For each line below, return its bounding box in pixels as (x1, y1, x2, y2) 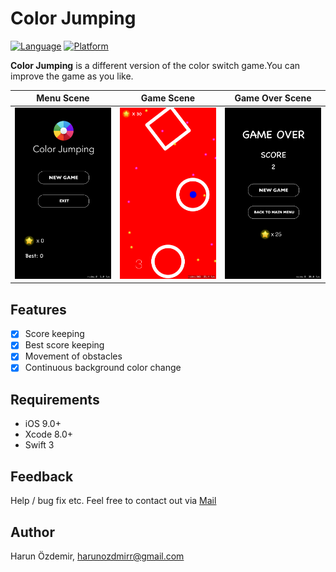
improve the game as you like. (10, 70, 134, 82)
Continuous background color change (24, 362, 182, 374)
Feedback (10, 468, 74, 485)
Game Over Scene (234, 92, 312, 104)
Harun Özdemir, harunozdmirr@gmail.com (10, 550, 185, 562)
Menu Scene (36, 92, 90, 104)
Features (10, 301, 67, 318)
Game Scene (140, 92, 196, 104)
